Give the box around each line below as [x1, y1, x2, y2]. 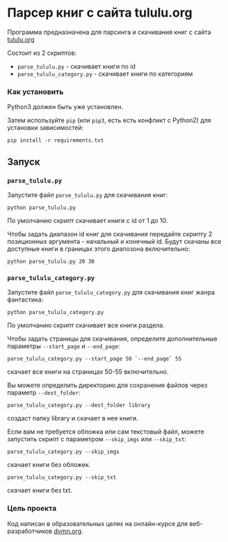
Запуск [7, 156, 40, 167]
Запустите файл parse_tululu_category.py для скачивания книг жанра [7, 288, 215, 297]
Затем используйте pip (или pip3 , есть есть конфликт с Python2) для [7, 116, 212, 124]
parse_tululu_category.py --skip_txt [7, 474, 117, 481]
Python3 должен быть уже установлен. [7, 103, 124, 111]
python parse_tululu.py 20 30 [7, 258, 95, 265]
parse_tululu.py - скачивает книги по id [17, 62, 136, 70]
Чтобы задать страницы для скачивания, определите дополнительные [7, 335, 218, 343]
